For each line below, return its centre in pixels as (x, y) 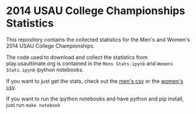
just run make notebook (33, 105)
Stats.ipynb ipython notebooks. (45, 69)
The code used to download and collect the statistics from (77, 57)
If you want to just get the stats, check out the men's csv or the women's (95, 81)
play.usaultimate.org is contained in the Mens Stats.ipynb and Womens (89, 63)
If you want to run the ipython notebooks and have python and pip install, (95, 99)
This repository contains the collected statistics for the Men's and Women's (98, 39)
